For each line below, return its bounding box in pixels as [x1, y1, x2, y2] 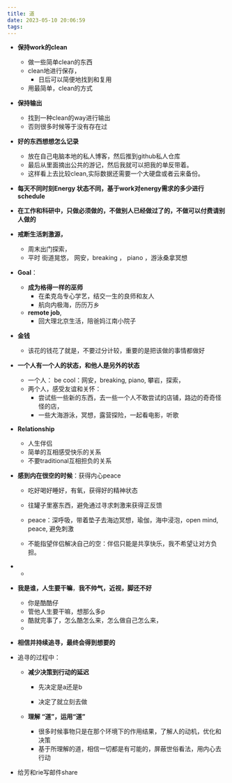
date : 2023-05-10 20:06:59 [7, 17, 86, 24]
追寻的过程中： [17, 653, 61, 662]
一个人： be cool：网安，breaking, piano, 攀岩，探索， [27, 376, 185, 384]
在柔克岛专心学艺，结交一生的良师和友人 [38, 292, 155, 301]
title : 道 [7, 10, 35, 17]
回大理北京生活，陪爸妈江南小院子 [38, 317, 137, 325]
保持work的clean [17, 43, 68, 52]
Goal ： [17, 268, 38, 277]
